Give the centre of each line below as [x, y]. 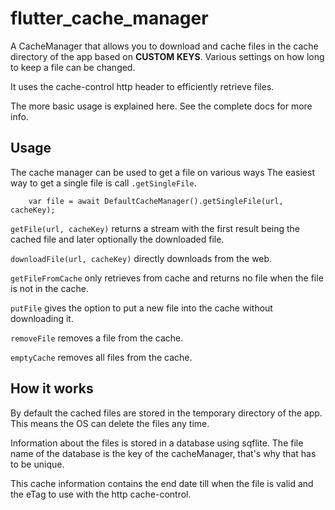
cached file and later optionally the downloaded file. [117, 239]
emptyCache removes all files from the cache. [101, 357]
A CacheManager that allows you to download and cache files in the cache [164, 46]
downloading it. [42, 318]
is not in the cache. [49, 288]
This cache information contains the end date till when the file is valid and [162, 483]
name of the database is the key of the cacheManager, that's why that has [163, 453]
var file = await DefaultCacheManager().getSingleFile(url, [156, 201]
